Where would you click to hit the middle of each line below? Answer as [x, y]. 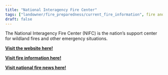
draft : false [19, 19]
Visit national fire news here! [36, 67]
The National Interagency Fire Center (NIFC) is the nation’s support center [81, 33]
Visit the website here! [29, 48]
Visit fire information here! [33, 58]
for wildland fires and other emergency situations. [56, 38]
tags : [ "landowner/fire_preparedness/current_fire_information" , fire [80, 14]
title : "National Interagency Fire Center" [51, 10]
